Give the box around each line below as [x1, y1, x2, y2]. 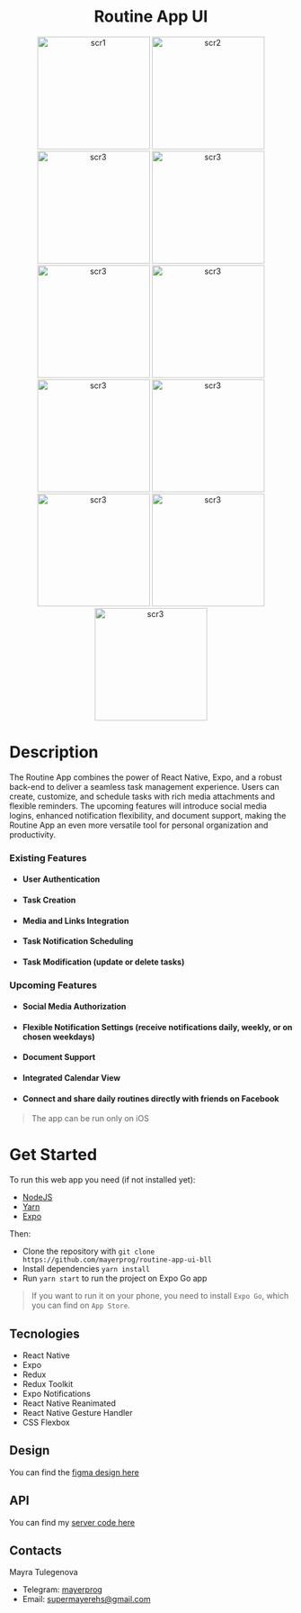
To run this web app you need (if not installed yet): [9, 1174, 196, 1185]
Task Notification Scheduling [22, 936, 134, 947]
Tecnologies [9, 1326, 80, 1341]
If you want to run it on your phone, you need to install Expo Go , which [31, 1291, 289, 1301]
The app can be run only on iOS [31, 1113, 150, 1124]
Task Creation [22, 894, 76, 905]
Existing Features [9, 851, 87, 864]
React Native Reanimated [22, 1398, 117, 1409]
